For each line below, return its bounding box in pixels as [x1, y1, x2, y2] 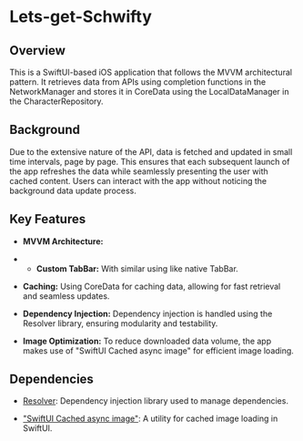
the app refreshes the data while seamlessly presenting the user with [9, 166, 268, 177]
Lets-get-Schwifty [9, 6, 152, 27]
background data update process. [9, 185, 136, 196]
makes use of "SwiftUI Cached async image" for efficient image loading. [22, 344, 294, 356]
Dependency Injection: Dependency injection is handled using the [22, 308, 273, 319]
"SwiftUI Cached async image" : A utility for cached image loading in [22, 413, 278, 425]
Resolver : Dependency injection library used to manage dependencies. [22, 395, 289, 406]
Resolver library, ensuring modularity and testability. [22, 317, 218, 329]
